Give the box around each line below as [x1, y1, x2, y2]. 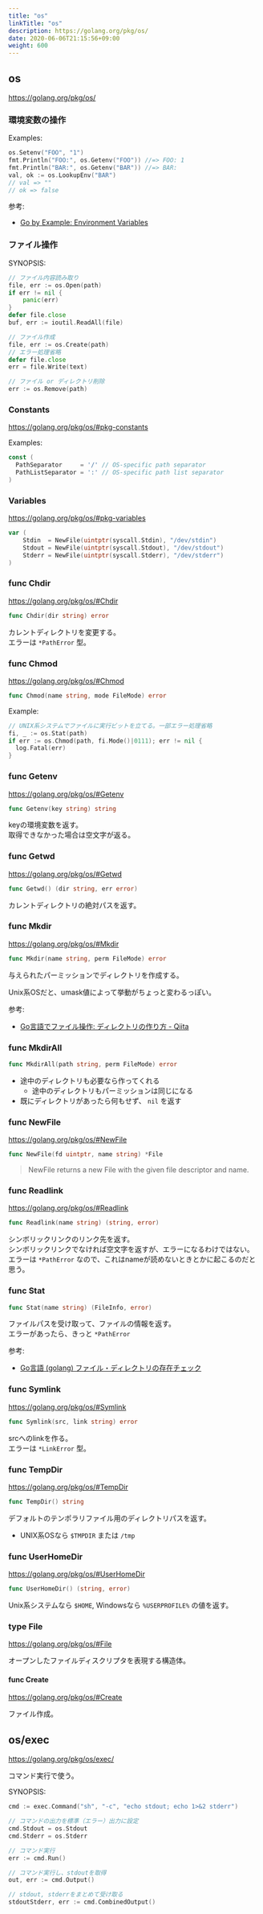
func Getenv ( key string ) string [8, 805, 116, 813]
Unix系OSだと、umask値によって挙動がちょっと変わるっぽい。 [8, 987, 216, 997]
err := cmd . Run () [8, 1854, 67, 1863]
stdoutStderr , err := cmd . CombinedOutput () [8, 1898, 156, 1907]
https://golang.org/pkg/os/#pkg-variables [8, 513, 146, 523]
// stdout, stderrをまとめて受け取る [8, 1891, 123, 1899]
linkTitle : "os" [8, 19, 63, 27]
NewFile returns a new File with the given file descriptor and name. [27, 1165, 249, 1175]
